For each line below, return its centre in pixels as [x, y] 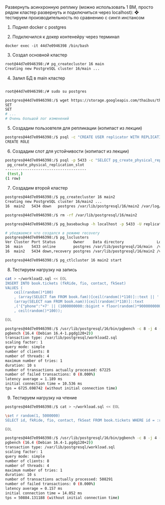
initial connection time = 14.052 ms [44, 493]
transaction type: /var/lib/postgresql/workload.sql [60, 447]
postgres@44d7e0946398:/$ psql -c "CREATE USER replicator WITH [72, 137]
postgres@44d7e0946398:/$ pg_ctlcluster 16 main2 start [63, 260]
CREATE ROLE [17, 142]
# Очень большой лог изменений [37, 119]
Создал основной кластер [40, 55]
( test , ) [15, 174]
